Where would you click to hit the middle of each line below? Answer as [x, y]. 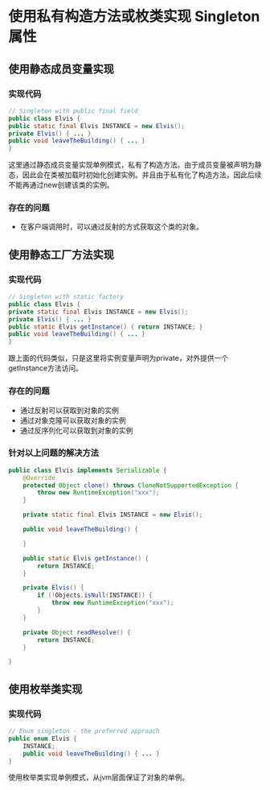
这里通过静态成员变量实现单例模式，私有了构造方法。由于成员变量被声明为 [131, 165]
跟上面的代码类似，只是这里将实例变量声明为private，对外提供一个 [119, 358]
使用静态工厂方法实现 [61, 254]
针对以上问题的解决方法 [53, 453]
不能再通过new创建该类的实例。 [61, 185]
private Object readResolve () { [77, 632]
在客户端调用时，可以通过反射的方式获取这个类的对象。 [111, 227]
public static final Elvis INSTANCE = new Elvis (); [96, 126]
